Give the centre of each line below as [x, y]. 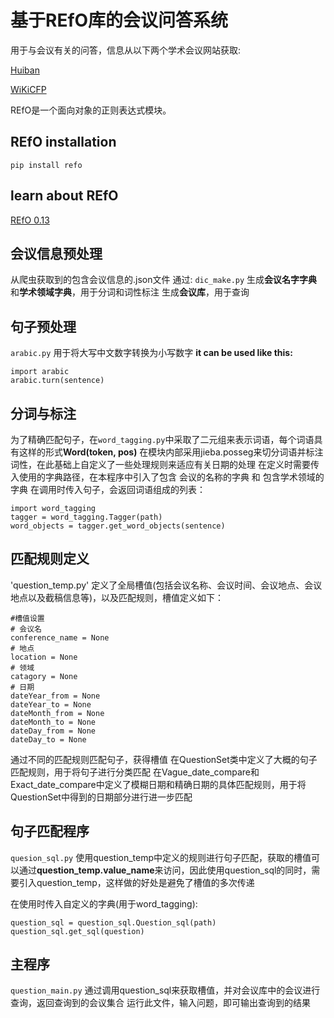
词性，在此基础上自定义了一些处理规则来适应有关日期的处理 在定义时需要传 [165, 464]
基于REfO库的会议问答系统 [119, 20]
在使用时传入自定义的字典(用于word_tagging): [104, 903]
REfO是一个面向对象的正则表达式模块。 [91, 110]
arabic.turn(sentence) [57, 381]
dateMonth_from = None [57, 713]
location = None [44, 657]
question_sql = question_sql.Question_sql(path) [113, 922]
